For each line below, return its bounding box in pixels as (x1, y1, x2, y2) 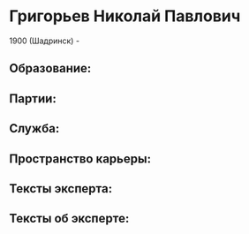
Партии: (9, 91, 57, 106)
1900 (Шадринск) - (9, 35, 80, 46)
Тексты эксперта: (9, 181, 113, 196)
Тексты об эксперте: (9, 211, 130, 226)
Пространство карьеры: (9, 151, 152, 166)
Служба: (9, 121, 60, 136)
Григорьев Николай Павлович (9, 6, 241, 26)
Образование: (9, 61, 92, 76)
